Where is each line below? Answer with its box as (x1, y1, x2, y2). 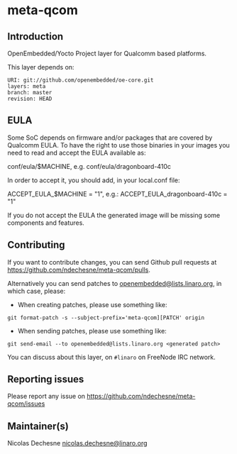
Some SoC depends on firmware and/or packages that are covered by (7, 133, 213, 142)
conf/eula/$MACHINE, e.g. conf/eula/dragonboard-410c (7, 162, 172, 170)
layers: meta (7, 83, 46, 90)
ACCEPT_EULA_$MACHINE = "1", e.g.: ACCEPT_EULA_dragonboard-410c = (7, 189, 228, 198)
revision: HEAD (7, 95, 53, 102)
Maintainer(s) (7, 420, 69, 432)
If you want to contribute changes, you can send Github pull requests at (7, 258, 217, 266)
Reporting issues (7, 373, 84, 385)
